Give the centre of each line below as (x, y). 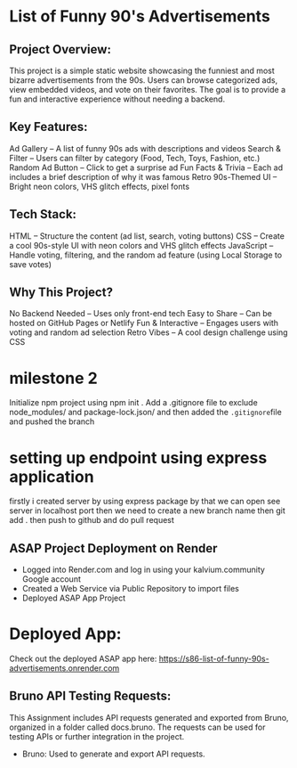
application (52, 476)
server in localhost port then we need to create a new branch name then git (148, 511)
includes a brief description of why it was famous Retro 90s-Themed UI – (143, 176)
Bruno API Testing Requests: (90, 696)
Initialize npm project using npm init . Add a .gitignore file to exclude (133, 403)
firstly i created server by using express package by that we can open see (145, 502)
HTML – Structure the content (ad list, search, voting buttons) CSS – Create (147, 236)
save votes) (30, 264)
